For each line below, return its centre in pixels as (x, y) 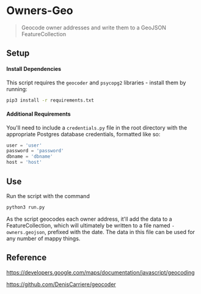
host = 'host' (24, 163)
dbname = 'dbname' (30, 156)
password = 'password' (35, 151)
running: (17, 89)
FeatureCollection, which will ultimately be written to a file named (88, 225)
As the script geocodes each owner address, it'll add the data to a (89, 219)
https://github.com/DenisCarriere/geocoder (61, 284)
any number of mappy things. (43, 238)
